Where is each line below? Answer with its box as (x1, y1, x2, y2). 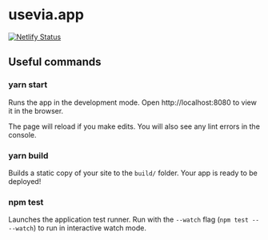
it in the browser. (8, 106, 64, 115)
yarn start (8, 79, 48, 90)
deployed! (8, 176, 42, 186)
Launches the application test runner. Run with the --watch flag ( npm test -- (8, 214, 260, 225)
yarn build (8, 150, 49, 161)
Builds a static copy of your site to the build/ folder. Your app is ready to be (8, 168, 258, 178)
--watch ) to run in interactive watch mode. (8, 223, 146, 233)
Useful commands (8, 55, 102, 69)
